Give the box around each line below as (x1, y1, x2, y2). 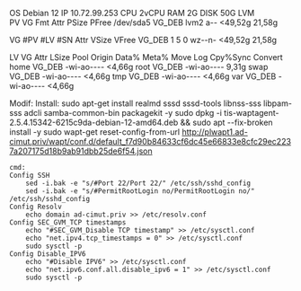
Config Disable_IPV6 (9, 250, 87, 259)
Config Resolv (9, 202, 63, 211)
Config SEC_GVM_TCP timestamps (9, 218, 127, 227)
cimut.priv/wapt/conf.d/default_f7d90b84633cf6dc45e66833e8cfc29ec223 (9, 137, 292, 146)
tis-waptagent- (224, 108, 280, 118)
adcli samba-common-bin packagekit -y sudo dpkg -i (23, 108, 223, 118)
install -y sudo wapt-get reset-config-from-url (9, 127, 181, 137)
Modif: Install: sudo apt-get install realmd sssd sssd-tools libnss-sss (9, 98, 262, 109)
